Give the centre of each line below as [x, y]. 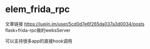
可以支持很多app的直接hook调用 [39, 41]
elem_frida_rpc [37, 9]
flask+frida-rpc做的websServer [38, 30]
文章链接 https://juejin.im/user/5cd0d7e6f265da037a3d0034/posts [75, 24]
